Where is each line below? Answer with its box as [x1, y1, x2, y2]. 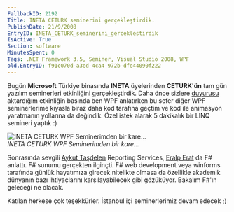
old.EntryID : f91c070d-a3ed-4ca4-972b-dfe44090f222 [7, 62, 161, 69]
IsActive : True [7, 36, 52, 43]
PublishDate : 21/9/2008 [7, 23, 77, 30]
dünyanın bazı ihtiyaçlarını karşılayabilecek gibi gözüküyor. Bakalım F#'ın [7, 176, 217, 184]
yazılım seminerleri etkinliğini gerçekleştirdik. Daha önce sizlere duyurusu [7, 89, 219, 97]
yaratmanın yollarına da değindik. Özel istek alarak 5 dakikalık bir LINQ [7, 111, 210, 120]
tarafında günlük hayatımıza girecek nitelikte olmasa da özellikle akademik [7, 168, 221, 176]
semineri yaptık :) [7, 118, 57, 127]
